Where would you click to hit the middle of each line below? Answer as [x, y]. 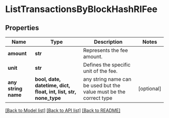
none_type [48, 98]
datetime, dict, [53, 85]
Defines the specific [107, 65]
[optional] [150, 89]
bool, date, [48, 79]
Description [108, 42]
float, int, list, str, [56, 92]
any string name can [107, 79]
